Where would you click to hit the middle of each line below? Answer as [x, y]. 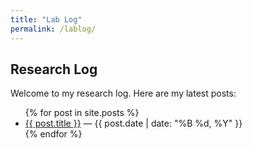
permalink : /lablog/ [53, 29]
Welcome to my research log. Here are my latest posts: [123, 93]
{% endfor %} [53, 134]
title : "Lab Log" [46, 19]
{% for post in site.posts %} [82, 113]
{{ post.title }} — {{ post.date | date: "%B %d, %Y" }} [133, 123]
